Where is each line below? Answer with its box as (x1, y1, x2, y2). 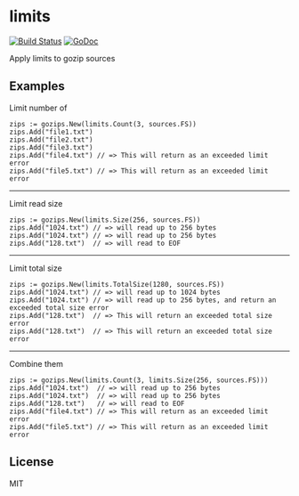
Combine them (9, 358, 64, 369)
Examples (9, 78, 65, 94)
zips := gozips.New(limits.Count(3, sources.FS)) (9, 119, 198, 128)
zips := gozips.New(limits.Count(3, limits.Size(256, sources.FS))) (9, 376, 269, 385)
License (9, 454, 54, 469)
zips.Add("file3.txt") (9, 142, 93, 152)
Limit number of (9, 102, 68, 113)
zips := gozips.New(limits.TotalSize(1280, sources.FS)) (9, 280, 225, 289)
